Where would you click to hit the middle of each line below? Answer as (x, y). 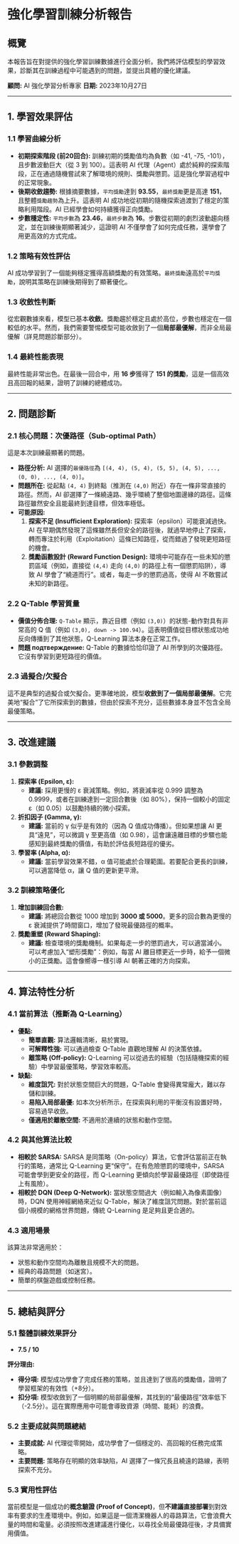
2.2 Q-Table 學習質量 (44, 604)
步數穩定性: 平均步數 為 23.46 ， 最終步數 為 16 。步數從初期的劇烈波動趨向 (121, 218)
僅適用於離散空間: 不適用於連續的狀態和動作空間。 (102, 1120)
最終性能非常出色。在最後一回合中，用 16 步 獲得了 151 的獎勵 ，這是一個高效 (118, 374)
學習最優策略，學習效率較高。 (91, 1066)
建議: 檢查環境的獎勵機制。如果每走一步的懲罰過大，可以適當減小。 (127, 942)
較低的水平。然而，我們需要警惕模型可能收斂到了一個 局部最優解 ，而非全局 (116, 327)
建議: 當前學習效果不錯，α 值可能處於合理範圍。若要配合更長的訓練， (130, 861)
